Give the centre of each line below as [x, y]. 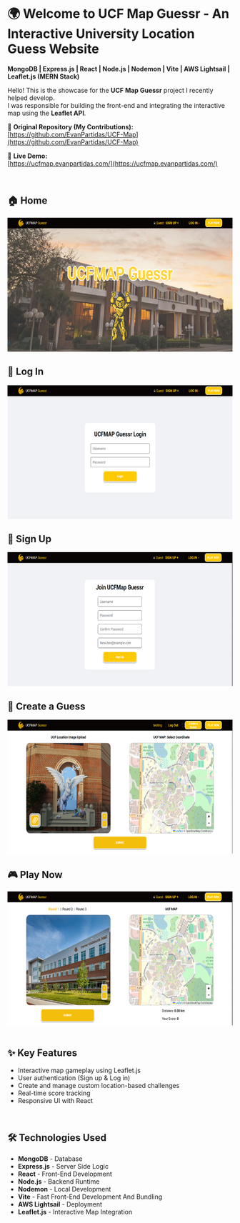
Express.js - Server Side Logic [63, 1166]
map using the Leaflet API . [47, 113]
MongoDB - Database [50, 1159]
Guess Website [54, 49]
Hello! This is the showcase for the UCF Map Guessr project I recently [110, 90]
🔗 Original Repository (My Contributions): [70, 126]
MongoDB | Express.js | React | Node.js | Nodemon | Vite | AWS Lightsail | [119, 69]
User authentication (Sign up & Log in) [74, 1078]
